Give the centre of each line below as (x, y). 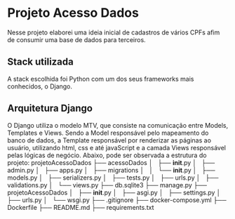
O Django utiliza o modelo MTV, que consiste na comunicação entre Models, (118, 125)
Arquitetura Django (50, 108)
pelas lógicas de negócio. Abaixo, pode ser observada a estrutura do (107, 155)
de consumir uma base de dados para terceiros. (76, 39)
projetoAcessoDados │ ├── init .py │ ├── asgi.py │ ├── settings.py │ (114, 192)
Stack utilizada (40, 62)
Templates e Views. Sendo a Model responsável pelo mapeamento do (108, 133)
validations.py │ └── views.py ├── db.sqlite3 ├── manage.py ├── (107, 185)
